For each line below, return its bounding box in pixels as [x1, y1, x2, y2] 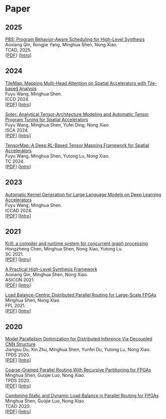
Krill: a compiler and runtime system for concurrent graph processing [5, 240, 148, 246]
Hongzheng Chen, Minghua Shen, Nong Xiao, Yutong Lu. [5, 246, 123, 252]
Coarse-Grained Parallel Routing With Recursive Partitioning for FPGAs [5, 367, 151, 373]
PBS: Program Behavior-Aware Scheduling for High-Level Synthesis [5, 36, 145, 42]
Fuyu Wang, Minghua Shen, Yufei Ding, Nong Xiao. [5, 121, 110, 128]
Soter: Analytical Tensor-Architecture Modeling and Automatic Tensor [5, 111, 149, 117]
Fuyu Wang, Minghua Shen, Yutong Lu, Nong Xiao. [5, 153, 110, 159]
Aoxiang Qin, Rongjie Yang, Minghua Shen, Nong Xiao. [5, 42, 118, 48]
